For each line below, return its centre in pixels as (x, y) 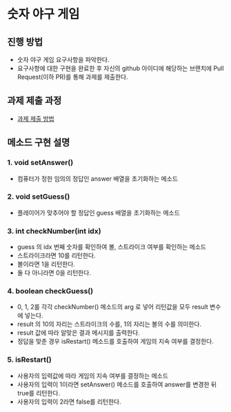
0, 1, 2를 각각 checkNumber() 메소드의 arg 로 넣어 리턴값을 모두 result (112, 307)
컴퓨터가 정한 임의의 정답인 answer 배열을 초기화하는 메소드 (97, 178)
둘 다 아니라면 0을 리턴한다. (54, 273)
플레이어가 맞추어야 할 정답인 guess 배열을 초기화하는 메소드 (99, 213)
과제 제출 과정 (34, 101)
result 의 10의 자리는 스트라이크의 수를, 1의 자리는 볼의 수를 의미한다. (109, 324)
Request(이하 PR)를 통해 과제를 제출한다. (73, 77)
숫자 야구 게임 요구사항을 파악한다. (63, 60)
